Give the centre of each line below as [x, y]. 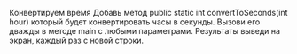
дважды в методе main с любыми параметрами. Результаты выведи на [145, 31]
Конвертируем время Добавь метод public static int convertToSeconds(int [148, 13]
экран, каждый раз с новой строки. [77, 40]
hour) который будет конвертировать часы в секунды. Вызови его [135, 22]
